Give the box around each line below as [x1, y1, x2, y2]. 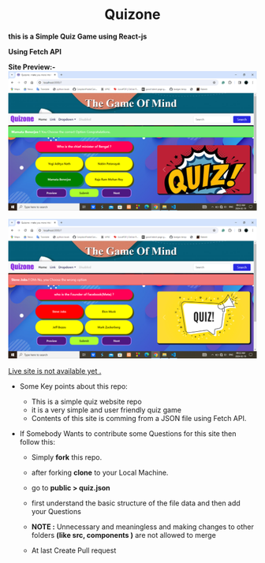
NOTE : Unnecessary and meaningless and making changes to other [31, 522, 255, 531]
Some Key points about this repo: [19, 381, 128, 391]
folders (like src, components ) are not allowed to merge [31, 530, 217, 539]
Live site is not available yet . [8, 366, 102, 375]
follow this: [19, 437, 55, 446]
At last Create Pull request [31, 546, 117, 555]
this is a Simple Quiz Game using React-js [8, 32, 147, 41]
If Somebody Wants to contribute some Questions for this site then [19, 428, 237, 438]
